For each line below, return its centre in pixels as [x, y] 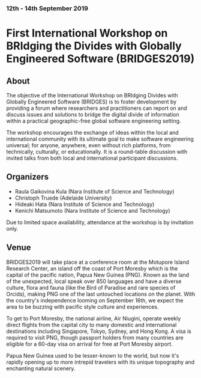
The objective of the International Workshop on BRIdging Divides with [92, 95]
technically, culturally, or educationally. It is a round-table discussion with [97, 151]
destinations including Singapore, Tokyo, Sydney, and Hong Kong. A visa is [99, 331]
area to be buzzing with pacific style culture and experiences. [82, 306]
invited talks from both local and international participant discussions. [92, 158]
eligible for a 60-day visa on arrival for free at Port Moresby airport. [89, 344]
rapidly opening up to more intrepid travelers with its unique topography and [100, 362]
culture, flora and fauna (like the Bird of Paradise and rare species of [91, 287]
